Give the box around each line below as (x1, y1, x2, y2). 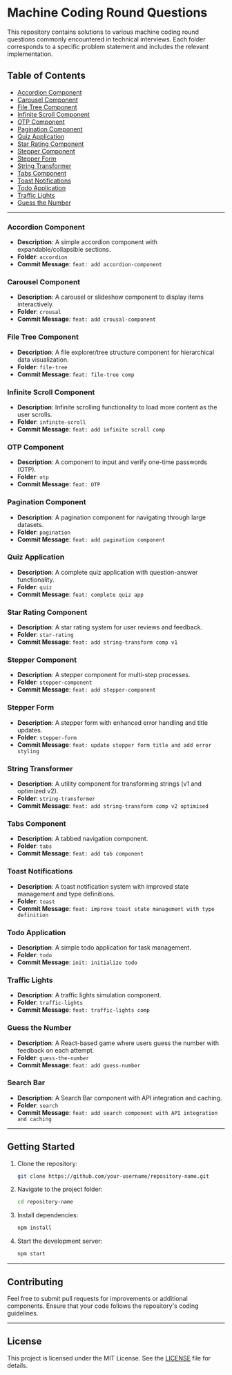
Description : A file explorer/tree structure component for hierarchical (17, 348, 215, 356)
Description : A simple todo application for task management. (17, 943, 191, 952)
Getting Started (7, 1141, 75, 1153)
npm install (17, 1224, 52, 1232)
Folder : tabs (17, 842, 52, 850)
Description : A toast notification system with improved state (17, 882, 189, 890)
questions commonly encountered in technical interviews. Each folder (7, 35, 206, 43)
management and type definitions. (17, 889, 115, 898)
